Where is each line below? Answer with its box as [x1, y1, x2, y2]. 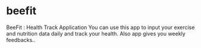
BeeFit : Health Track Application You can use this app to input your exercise [6, 24, 195, 31]
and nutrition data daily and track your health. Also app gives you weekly [6, 30, 185, 37]
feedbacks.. [6, 36, 36, 43]
